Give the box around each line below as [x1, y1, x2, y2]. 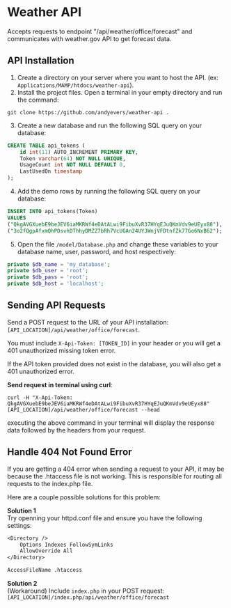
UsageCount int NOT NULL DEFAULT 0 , [19, 162, 127, 169]
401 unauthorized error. [7, 367, 74, 375]
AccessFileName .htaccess [7, 567, 82, 574]
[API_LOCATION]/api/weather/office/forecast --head [7, 406, 160, 413]
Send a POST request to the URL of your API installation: [7, 318, 169, 326]
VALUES [7, 214, 26, 221]
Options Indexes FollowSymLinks [19, 541, 113, 548]
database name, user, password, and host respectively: [17, 247, 176, 256]
